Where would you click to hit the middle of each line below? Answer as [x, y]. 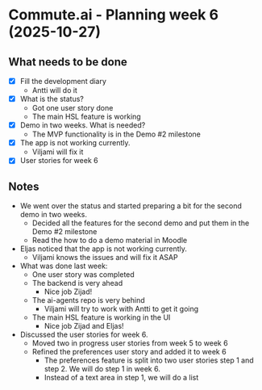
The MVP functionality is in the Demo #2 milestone [116, 134]
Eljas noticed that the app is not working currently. [104, 249]
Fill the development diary [63, 81]
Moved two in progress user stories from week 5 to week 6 [130, 343]
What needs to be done [68, 62]
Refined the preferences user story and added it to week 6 [129, 352]
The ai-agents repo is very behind [88, 300]
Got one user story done [73, 108]
